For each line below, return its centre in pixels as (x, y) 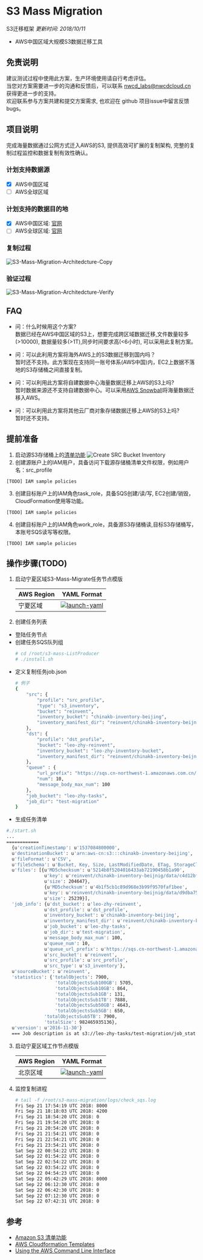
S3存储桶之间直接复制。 (56, 369)
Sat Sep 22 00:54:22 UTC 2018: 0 (57, 1151)
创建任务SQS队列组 (39, 642)
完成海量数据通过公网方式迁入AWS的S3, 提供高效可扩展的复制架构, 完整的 (98, 145)
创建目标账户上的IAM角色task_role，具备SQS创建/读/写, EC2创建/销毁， (105, 493)
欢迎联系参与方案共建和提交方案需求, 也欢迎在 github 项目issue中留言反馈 (98, 101)
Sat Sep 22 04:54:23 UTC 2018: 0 (57, 1173)
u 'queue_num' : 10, (67, 943)
